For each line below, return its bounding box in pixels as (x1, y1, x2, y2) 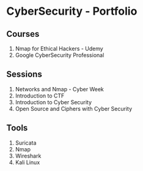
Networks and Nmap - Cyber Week (15, 85, 104, 93)
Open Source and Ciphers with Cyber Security (15, 105, 133, 112)
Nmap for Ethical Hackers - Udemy (15, 45, 104, 52)
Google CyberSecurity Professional (15, 51, 105, 59)
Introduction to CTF (15, 92, 65, 99)
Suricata (15, 139, 37, 146)
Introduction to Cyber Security (15, 98, 92, 105)
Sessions (6, 69, 43, 80)
